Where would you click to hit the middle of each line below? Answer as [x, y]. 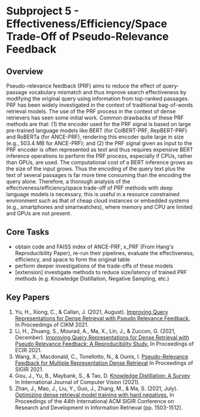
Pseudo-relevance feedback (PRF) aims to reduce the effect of [84, 86]
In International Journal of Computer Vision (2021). [77, 382]
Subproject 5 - [43, 11]
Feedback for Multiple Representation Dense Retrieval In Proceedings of [104, 363]
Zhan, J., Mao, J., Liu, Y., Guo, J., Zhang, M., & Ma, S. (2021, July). [96, 388]
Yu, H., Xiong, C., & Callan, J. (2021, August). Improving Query [92, 312]
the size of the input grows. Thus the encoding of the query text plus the [96, 169]
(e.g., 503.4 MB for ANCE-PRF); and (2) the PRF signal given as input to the [99, 143]
